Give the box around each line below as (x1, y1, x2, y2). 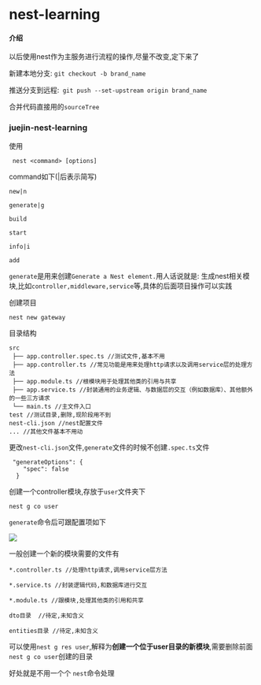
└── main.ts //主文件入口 (12, 402, 91, 410)
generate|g (9, 201, 45, 209)
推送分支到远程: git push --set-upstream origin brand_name (9, 85, 208, 95)
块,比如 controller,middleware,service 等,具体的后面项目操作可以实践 (9, 281, 233, 291)
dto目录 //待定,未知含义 (9, 612, 85, 620)
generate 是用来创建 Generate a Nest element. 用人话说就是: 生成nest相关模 (9, 271, 250, 280)
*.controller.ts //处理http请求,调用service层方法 (9, 565, 167, 574)
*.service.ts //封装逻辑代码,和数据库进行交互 (9, 581, 148, 589)
